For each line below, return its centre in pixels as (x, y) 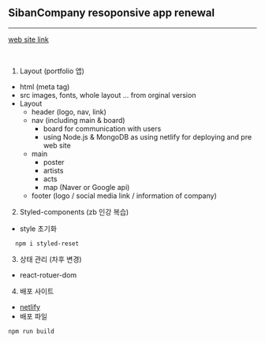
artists (53, 170)
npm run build (32, 331)
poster (54, 162)
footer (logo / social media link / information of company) (124, 196)
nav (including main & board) (78, 120)
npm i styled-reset (47, 244)
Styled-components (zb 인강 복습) (74, 211)
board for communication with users (102, 129)
